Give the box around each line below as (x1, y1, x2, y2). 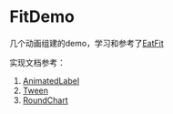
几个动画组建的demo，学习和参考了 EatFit (9, 37, 164, 48)
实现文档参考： (9, 57, 66, 67)
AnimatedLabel (22, 75, 80, 86)
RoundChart (22, 94, 68, 106)
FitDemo (9, 6, 75, 27)
